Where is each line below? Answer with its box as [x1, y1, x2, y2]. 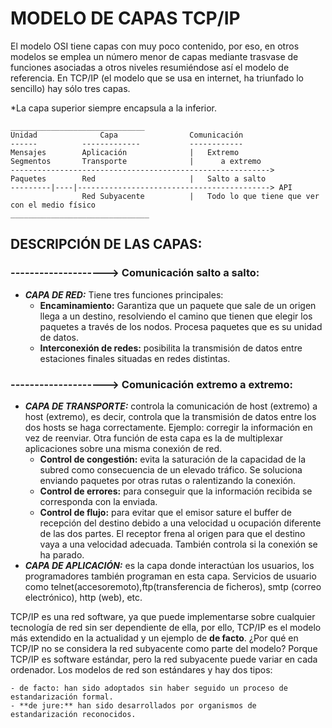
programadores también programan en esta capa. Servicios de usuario [24, 570, 317, 582]
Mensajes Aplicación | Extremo [10, 147, 240, 157]
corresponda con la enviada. [39, 495, 158, 507]
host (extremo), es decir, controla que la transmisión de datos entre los [24, 410, 317, 422]
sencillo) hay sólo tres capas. [10, 82, 131, 94]
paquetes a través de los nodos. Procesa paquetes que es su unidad [39, 320, 323, 332]
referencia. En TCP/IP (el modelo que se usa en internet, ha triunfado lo [10, 72, 305, 84]
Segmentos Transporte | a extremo [10, 156, 262, 166]
